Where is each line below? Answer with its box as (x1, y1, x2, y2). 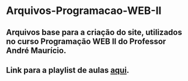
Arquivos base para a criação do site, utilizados (6, 27, 182, 37)
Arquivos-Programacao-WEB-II (6, 4, 162, 17)
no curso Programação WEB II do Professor (6, 36, 166, 46)
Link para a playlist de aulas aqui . (6, 65, 130, 75)
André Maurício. (6, 45, 67, 55)
